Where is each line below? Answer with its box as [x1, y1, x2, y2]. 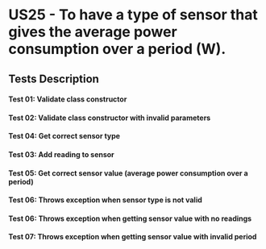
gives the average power [8, 23, 177, 41]
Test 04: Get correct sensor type [8, 131, 121, 141]
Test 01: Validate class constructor [8, 94, 127, 104]
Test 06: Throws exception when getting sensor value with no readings [8, 214, 252, 223]
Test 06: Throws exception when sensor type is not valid [8, 195, 203, 205]
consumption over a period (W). [8, 40, 227, 58]
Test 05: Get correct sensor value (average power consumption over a [8, 168, 248, 178]
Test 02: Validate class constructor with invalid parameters [8, 113, 211, 122]
